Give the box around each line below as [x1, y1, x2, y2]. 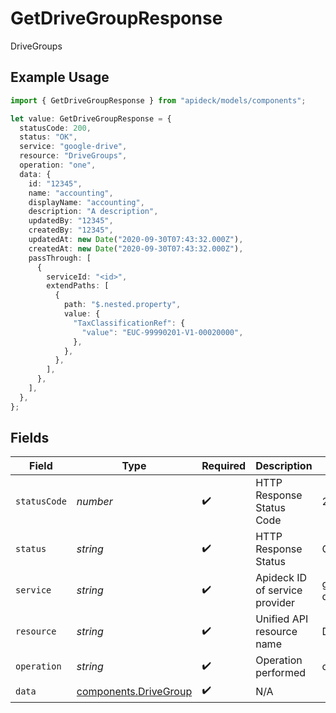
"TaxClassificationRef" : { [73, 318, 186, 328]
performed [255, 666, 307, 680]
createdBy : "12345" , [28, 225, 114, 236]
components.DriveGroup [76, 684, 193, 698]
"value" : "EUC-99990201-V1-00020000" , [81, 327, 244, 337]
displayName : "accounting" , [28, 197, 145, 207]
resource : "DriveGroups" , [19, 151, 128, 161]
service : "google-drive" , [19, 142, 128, 152]
